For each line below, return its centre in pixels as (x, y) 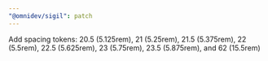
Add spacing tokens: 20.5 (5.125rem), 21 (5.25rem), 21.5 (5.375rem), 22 (127, 39)
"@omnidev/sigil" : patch (51, 16)
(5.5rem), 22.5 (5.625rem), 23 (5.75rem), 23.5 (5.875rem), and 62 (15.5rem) (134, 48)
